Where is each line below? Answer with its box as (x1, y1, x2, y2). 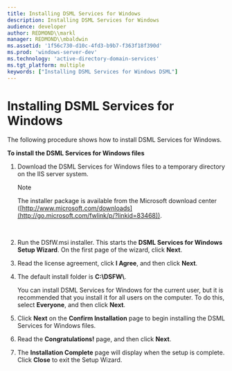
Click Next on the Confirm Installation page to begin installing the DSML (17, 314, 225, 322)
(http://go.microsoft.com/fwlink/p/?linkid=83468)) (17, 212, 161, 220)
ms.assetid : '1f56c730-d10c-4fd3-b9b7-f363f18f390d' (7, 42, 163, 49)
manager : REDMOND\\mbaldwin (7, 36, 89, 43)
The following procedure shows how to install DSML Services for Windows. (7, 136, 222, 144)
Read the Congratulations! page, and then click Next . (17, 335, 172, 343)
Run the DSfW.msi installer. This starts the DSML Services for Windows (17, 239, 223, 247)
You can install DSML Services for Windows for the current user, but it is (17, 286, 224, 295)
